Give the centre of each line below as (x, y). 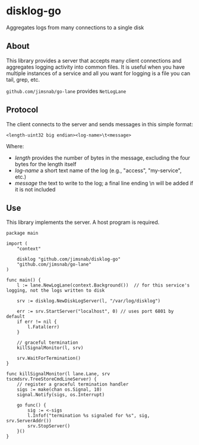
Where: (15, 146)
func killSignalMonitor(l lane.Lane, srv (58, 374)
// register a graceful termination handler (73, 385)
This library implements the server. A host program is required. (83, 222)
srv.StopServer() (49, 426)
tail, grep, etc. (23, 79)
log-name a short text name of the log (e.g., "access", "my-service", (98, 170)
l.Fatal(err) (44, 327)
